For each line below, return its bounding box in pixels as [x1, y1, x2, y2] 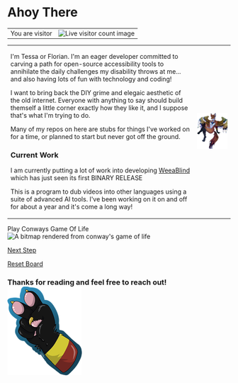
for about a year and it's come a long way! [10, 203, 133, 211]
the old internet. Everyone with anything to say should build [10, 96, 183, 104]
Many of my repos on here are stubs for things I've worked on [10, 125, 190, 133]
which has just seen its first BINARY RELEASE [10, 174, 143, 182]
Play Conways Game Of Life [7, 224, 89, 233]
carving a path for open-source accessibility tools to [10, 60, 164, 68]
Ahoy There [7, 4, 78, 21]
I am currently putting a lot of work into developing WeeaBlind [10, 166, 190, 174]
